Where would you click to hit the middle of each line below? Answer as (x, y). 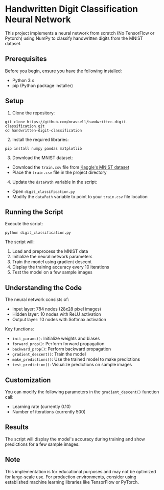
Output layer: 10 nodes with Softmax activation (59, 320)
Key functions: (20, 329)
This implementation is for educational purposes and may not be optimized (81, 471)
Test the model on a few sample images (52, 272)
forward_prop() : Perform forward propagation (58, 344)
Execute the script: (24, 224)
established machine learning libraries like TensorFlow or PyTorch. (72, 482)
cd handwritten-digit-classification (44, 130)
